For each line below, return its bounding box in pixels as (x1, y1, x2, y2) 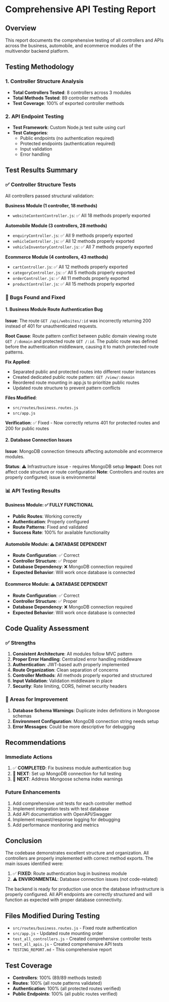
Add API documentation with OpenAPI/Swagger (12, 811, 112, 817)
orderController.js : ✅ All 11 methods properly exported (12, 275, 130, 281)
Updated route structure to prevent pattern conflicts (12, 384, 121, 391)
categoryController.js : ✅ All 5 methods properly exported (12, 269, 135, 275)
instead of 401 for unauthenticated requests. (5, 323, 98, 329)
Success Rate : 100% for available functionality (12, 529, 110, 535)
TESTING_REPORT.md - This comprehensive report (12, 947, 112, 953)
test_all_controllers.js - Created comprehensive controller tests (12, 936, 152, 942)
